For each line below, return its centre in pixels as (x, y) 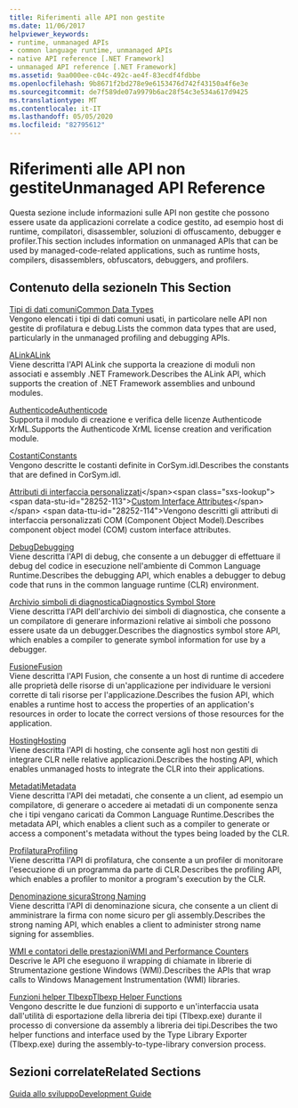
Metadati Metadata (43, 786)
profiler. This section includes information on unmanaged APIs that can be (144, 240)
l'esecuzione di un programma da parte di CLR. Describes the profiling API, (145, 869)
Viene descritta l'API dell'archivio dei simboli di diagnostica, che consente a (148, 611)
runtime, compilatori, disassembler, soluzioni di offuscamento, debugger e (145, 231)
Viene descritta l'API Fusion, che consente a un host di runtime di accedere (147, 675)
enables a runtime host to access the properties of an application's (132, 704)
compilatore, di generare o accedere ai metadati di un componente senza (144, 805)
